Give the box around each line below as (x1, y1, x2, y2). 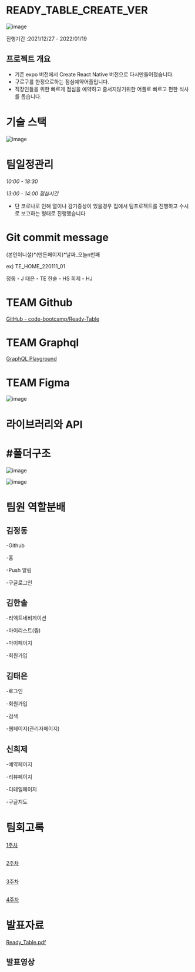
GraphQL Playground (6, 355, 57, 362)
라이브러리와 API (6, 418, 83, 431)
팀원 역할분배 (6, 501, 66, 514)
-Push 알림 (6, 566, 32, 574)
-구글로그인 (6, 579, 32, 586)
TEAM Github (6, 295, 73, 309)
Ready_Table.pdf (6, 938, 46, 946)
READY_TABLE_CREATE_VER (6, 4, 148, 17)
